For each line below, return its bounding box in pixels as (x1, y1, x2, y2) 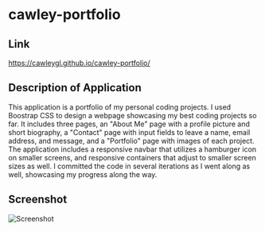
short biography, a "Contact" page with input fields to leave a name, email (8, 127, 251, 137)
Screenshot (8, 193, 68, 206)
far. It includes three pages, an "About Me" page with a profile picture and (8, 119, 251, 129)
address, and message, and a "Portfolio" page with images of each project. (8, 136, 255, 145)
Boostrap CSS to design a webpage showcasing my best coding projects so (8, 110, 257, 120)
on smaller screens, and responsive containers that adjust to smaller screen (8, 152, 256, 162)
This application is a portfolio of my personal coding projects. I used (8, 102, 232, 112)
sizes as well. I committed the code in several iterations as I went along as (8, 161, 251, 171)
